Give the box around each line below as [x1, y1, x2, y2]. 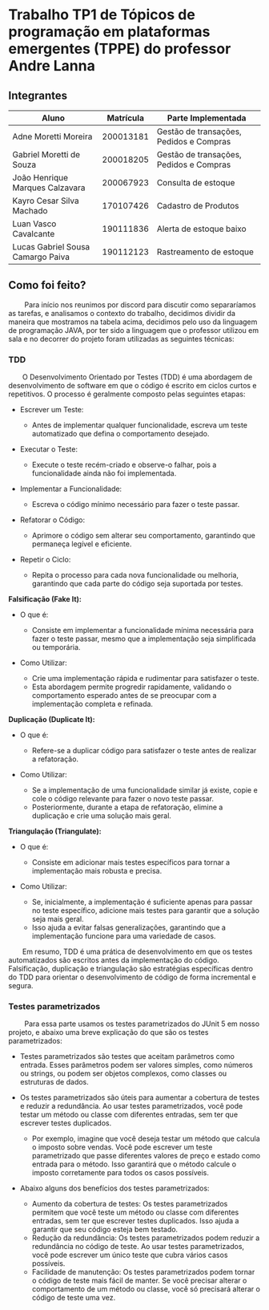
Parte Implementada [167, 112, 247, 124]
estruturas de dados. [19, 1077, 90, 1087]
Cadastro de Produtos [156, 201, 239, 211]
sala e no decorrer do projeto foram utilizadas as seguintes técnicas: [8, 334, 235, 343]
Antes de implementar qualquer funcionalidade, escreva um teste [31, 420, 248, 430]
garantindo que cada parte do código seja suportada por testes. [31, 579, 243, 589]
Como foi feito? [8, 278, 86, 292]
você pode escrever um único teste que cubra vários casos [31, 1250, 228, 1260]
